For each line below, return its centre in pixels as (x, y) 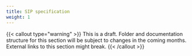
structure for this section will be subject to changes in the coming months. (97, 40)
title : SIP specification (38, 11)
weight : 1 (18, 17)
